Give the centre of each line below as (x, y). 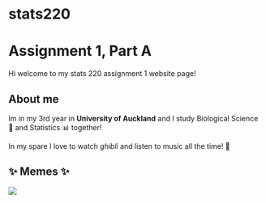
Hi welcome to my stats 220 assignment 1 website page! (102, 74)
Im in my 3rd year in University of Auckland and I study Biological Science (133, 118)
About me (34, 99)
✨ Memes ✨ (39, 172)
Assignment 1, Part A (80, 51)
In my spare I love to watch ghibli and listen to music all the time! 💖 (119, 146)
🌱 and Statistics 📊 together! (55, 127)
